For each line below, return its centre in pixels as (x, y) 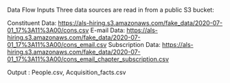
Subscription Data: (135, 45)
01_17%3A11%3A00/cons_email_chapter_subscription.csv (88, 59)
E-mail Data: (108, 30)
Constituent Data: (32, 23)
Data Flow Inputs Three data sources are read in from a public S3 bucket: (111, 10)
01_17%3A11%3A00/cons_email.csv (57, 45)
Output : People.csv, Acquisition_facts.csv (67, 72)
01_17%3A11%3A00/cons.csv (48, 30)
